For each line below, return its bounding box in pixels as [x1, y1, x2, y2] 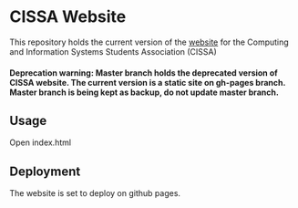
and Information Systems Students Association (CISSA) [9, 46, 217, 57]
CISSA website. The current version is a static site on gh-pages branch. [9, 77, 286, 88]
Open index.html [9, 137, 71, 148]
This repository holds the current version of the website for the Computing [9, 36, 289, 47]
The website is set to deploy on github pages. [9, 188, 180, 199]
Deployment [9, 163, 81, 179]
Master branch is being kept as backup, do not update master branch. [9, 87, 280, 98]
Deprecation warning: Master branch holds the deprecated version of [9, 67, 278, 78]
